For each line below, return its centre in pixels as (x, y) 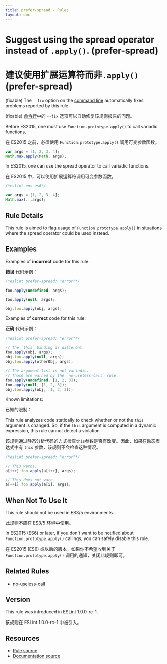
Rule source (25, 650)
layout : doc (18, 15)
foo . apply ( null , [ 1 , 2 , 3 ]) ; (36, 385)
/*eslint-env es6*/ (26, 186)
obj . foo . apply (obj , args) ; (34, 309)
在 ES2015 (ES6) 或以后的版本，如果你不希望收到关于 (60, 549)
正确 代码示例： (21, 329)
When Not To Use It (36, 500)
